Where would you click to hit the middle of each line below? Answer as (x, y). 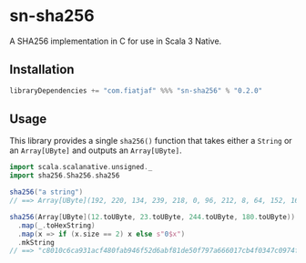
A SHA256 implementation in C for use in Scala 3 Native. (116, 41)
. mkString (36, 242)
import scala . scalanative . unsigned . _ (81, 167)
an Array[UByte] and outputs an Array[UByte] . (96, 150)
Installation (42, 70)
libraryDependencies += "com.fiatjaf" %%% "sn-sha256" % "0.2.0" (136, 91)
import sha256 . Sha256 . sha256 (65, 176)
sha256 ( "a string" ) (46, 192)
